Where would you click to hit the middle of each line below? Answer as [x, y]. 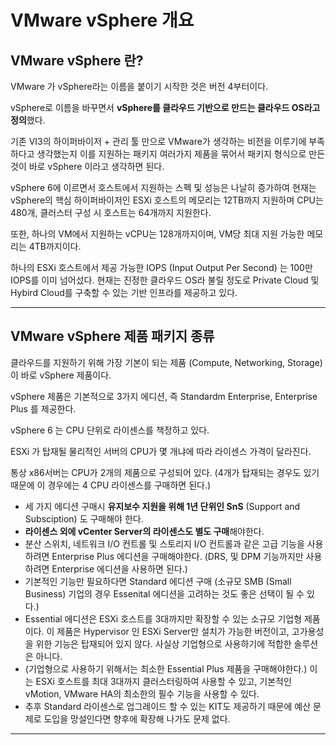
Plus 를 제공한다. [43, 408]
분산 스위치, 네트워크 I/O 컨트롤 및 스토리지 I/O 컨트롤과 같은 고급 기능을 [164, 543]
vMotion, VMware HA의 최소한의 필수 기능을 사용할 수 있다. [142, 693]
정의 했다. [28, 120]
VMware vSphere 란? [77, 60]
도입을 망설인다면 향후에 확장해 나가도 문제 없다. [137, 718]
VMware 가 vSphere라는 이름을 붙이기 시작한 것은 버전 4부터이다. [139, 86]
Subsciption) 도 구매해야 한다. [84, 518]
